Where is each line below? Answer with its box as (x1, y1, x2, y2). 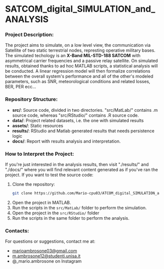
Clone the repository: (12, 182, 55, 187)
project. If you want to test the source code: (5, 172, 94, 178)
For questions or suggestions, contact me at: (5, 238, 95, 245)
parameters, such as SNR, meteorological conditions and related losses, (5, 79, 150, 84)
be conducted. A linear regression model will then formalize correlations (5, 68, 151, 74)
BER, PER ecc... (5, 84, 37, 90)
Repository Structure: (5, 96, 58, 103)
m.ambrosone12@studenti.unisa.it (12, 253, 81, 259)
